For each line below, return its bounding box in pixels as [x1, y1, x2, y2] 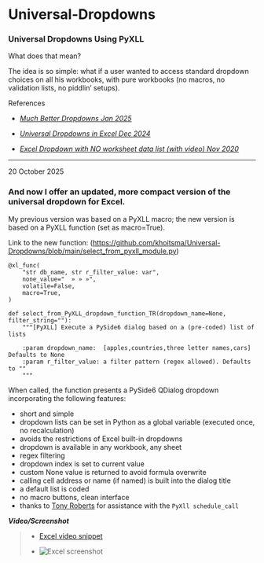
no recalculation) [19, 425, 75, 435]
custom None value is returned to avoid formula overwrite [19, 467, 207, 477]
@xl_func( [8, 261, 41, 269]
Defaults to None [8, 351, 65, 359]
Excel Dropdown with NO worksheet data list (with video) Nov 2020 [19, 144, 240, 154]
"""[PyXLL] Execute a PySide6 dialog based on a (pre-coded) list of [22, 323, 255, 331]
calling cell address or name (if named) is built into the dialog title [19, 476, 232, 485]
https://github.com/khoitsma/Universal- [92, 237, 221, 247]
